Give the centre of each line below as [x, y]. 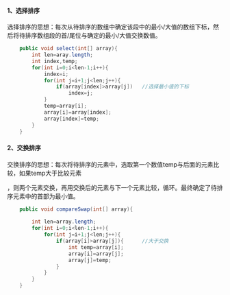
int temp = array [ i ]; [96, 247]
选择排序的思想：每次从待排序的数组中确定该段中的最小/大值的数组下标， [110, 27]
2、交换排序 [24, 148]
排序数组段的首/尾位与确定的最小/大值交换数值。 [93, 36]
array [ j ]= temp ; [90, 260]
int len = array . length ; [64, 222]
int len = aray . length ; [63, 55]
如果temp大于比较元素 [50, 173]
